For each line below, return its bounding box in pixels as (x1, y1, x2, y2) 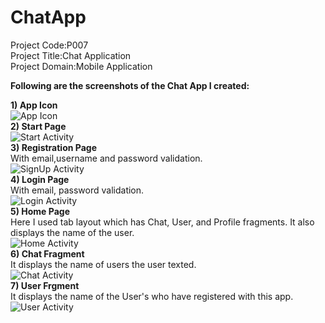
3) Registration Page (10, 141, 97, 153)
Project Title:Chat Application (10, 49, 132, 61)
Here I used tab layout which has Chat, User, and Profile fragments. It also (10, 216, 315, 228)
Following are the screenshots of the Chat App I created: (10, 79, 250, 91)
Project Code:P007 (10, 39, 89, 51)
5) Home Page (10, 205, 70, 217)
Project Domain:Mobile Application (10, 60, 153, 72)
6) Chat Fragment (10, 247, 85, 260)
